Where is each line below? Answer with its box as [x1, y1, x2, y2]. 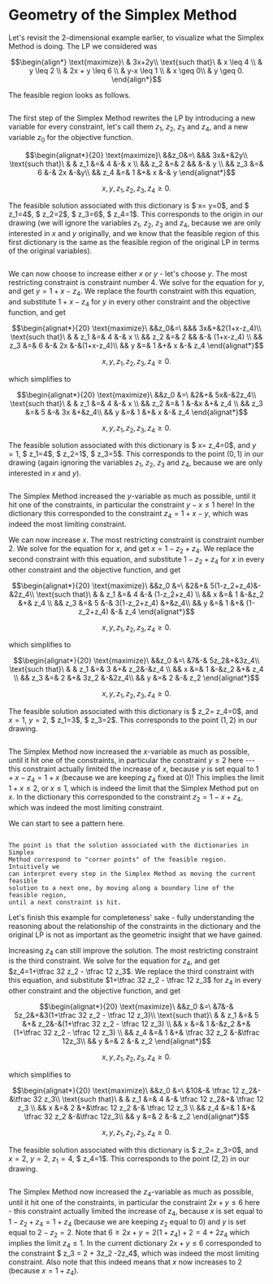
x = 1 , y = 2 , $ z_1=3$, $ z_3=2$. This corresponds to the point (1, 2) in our [8, 715, 258, 725]
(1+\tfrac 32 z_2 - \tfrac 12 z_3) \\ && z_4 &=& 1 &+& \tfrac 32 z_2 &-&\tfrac [13, 1028, 260, 1037]
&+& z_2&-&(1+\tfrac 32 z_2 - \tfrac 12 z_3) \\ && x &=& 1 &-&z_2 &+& [22, 1019, 251, 1029]
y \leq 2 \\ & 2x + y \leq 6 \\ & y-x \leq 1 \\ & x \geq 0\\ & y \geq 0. [28, 65, 245, 75]
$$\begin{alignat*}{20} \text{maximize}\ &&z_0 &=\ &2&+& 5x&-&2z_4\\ [16, 389, 257, 400]
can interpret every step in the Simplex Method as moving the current [8, 870, 256, 878]
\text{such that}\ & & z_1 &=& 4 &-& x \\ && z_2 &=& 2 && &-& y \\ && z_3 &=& [9, 159, 264, 169]
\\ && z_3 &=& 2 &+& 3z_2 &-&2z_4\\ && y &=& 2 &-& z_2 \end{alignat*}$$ [13, 673, 260, 683]
